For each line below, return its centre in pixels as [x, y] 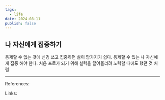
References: [17, 84]
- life [16, 14]
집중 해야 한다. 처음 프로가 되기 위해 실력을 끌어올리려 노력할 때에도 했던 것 [82, 63]
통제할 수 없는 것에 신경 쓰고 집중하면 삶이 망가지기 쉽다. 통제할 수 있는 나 [75, 57]
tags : [11, 10]
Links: [11, 93]
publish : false [21, 23]
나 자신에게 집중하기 [33, 44]
